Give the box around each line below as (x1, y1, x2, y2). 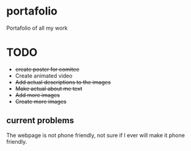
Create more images (15, 98, 67, 105)
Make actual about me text (15, 85, 82, 92)
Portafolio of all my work (6, 24, 68, 32)
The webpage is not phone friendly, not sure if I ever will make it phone (6, 132, 185, 139)
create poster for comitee (15, 65, 79, 73)
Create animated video (15, 72, 73, 79)
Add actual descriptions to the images (15, 78, 111, 86)
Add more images (15, 91, 60, 98)
